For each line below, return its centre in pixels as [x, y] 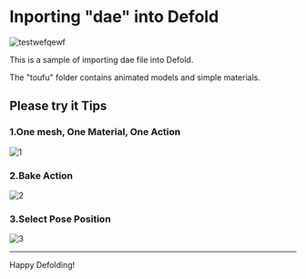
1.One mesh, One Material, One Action [95, 132]
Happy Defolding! [42, 265]
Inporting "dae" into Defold [114, 17]
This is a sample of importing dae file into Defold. [102, 59]
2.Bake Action [41, 175]
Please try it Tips [58, 106]
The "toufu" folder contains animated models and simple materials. [135, 77]
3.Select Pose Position [60, 219]
